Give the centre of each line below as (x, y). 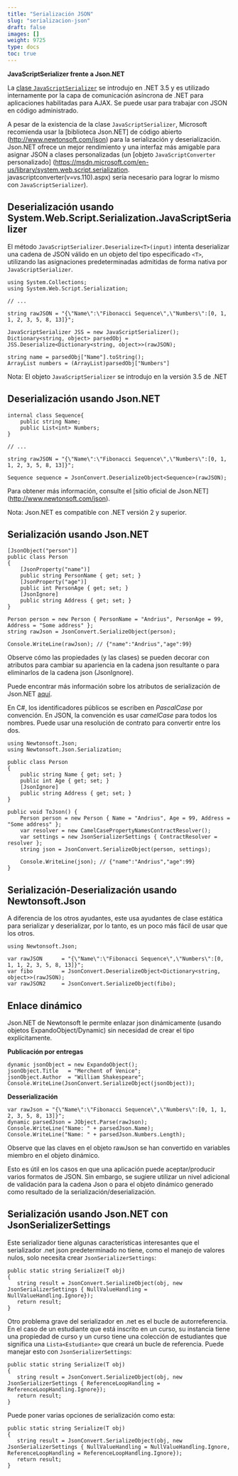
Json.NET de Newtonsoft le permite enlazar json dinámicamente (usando (114, 1022)
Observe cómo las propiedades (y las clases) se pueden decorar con (108, 658)
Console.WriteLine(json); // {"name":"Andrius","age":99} (108, 862)
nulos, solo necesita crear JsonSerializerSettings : (82, 1257)
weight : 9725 (27, 41)
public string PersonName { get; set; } (81, 576)
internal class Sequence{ (45, 415)
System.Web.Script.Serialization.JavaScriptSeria (119, 218)
